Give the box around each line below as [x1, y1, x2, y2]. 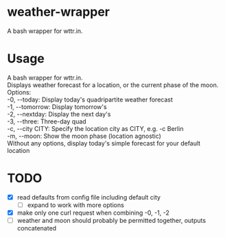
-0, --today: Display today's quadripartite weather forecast [7, 95, 174, 104]
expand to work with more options [27, 200, 125, 209]
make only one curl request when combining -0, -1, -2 [16, 209, 169, 217]
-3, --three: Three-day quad [7, 117, 87, 126]
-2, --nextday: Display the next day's [7, 110, 111, 118]
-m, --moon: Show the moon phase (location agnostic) [7, 132, 161, 140]
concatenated [16, 224, 57, 233]
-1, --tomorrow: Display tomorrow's [7, 102, 108, 110]
